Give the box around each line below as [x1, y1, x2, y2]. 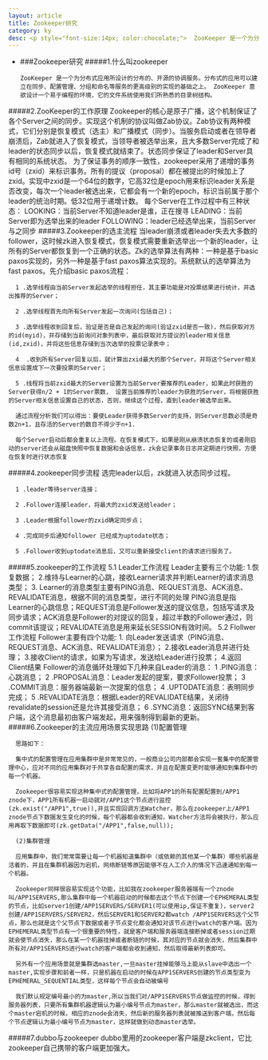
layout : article [8, 11, 62, 20]
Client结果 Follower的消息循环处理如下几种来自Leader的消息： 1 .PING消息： [8, 663, 260, 672]
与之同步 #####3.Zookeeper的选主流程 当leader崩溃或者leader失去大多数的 [8, 226, 258, 236]
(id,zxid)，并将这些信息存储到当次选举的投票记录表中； [8, 341, 171, 349]
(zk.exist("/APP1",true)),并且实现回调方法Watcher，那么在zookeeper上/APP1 [8, 805, 250, 813]
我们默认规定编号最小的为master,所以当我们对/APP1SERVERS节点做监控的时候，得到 [15, 993, 256, 1001]
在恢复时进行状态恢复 [8, 453, 68, 461]
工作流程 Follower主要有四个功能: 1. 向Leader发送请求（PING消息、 [8, 632, 229, 642]
